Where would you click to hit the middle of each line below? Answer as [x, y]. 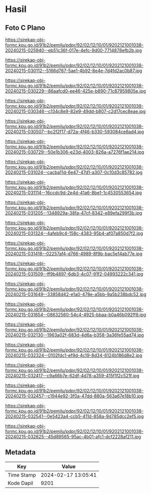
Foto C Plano [25, 28]
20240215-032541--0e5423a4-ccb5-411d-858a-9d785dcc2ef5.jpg [75, 416]
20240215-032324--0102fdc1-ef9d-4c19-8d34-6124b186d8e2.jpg [74, 355]
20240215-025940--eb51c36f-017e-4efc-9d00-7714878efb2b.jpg [74, 50]
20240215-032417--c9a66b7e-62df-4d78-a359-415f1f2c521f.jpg [72, 376]
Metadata [20, 452]
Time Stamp [22, 475]
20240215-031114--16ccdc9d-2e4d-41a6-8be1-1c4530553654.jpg [74, 193]
